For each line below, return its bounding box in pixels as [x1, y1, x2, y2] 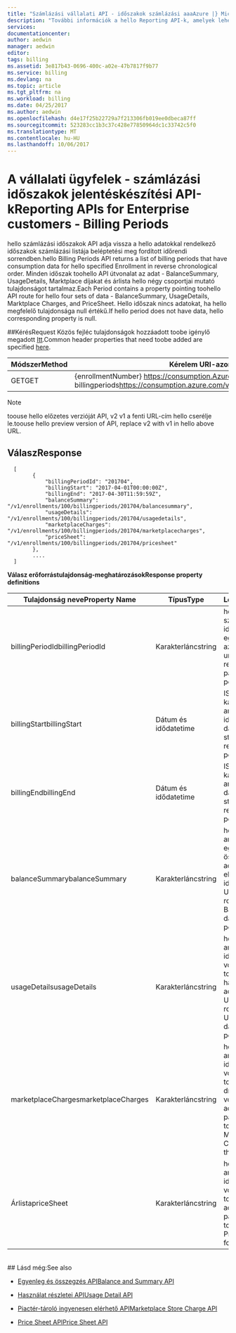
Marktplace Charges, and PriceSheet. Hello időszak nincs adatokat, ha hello [7, 300, 227, 308]
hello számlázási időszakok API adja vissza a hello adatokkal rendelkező [7, 240, 216, 248]
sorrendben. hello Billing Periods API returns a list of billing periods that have [7, 255, 228, 263]
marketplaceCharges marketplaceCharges [11, 1095, 149, 1104]
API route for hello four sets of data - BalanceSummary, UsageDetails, [7, 292, 209, 300]
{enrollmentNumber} [74, 371, 143, 381]
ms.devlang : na [7, 75, 52, 83]
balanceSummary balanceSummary [11, 874, 127, 884]
